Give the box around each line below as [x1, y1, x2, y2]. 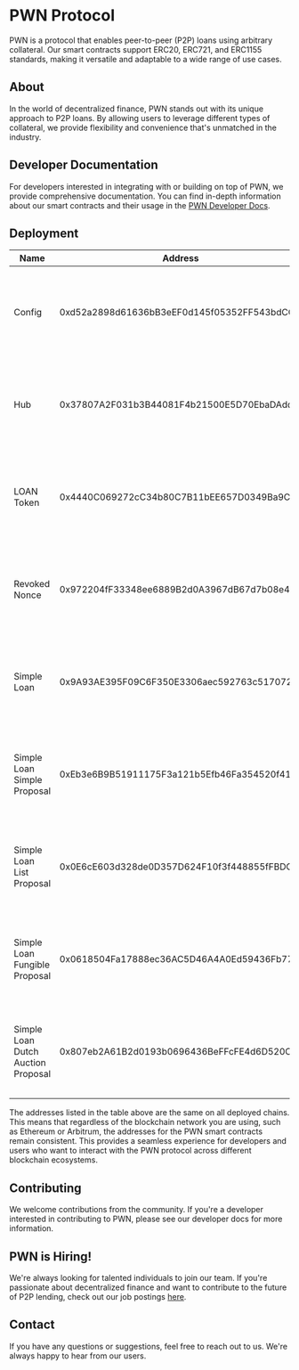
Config [13, 306, 43, 319]
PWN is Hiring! [9, 1249, 92, 1264]
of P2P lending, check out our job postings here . [9, 1292, 187, 1301]
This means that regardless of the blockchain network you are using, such [9, 1117, 281, 1128]
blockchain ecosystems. [9, 1154, 98, 1165]
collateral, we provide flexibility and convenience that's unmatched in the [9, 122, 278, 133]
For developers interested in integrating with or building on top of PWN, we [9, 181, 284, 192]
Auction [13, 1056, 46, 1069]
